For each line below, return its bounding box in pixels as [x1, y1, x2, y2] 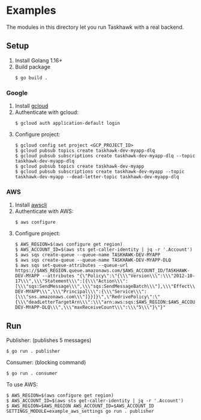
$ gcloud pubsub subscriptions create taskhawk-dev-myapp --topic [14, 169, 185, 175]
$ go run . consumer [6, 370, 58, 377]
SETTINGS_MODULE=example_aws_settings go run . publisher [6, 409, 154, 415]
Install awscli [14, 202, 47, 209]
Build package [14, 63, 51, 70]
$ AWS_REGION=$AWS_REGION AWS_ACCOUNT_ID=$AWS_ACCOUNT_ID [6, 403, 154, 409]
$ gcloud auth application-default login [14, 121, 120, 127]
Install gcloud [14, 103, 49, 110]
